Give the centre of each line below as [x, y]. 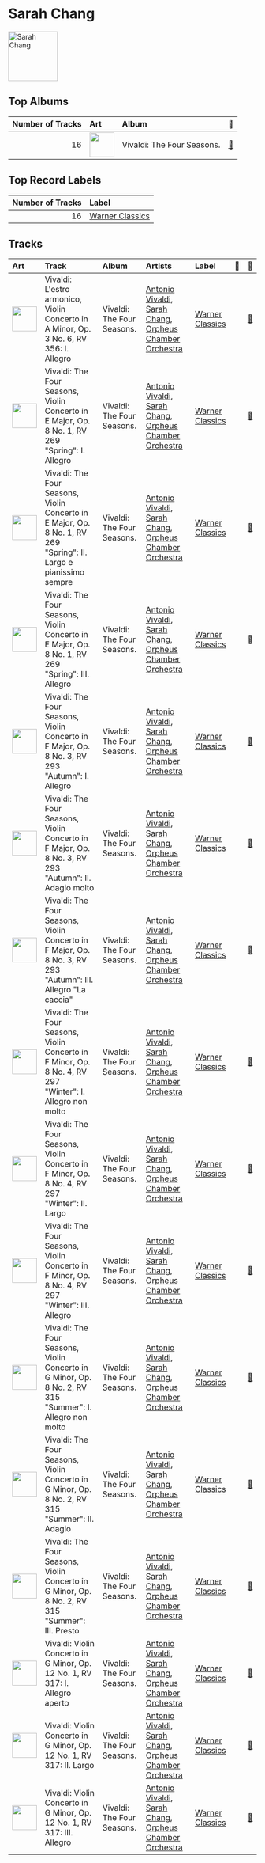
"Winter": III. [67, 1305]
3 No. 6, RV [65, 339]
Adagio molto [69, 888]
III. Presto [62, 1631]
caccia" [59, 1000]
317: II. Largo [69, 1766]
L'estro [57, 290]
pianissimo [65, 572]
